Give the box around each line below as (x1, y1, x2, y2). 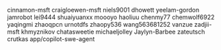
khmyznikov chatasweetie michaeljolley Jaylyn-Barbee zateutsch (21, 27, 205, 36)
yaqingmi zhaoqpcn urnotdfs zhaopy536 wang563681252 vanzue (7, 21, 193, 28)
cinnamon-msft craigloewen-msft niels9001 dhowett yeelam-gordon (7, 6, 200, 14)
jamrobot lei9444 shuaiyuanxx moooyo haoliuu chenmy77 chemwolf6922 (7, 13, 215, 21)
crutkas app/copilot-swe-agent (7, 35, 95, 43)
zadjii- (194, 21, 212, 28)
